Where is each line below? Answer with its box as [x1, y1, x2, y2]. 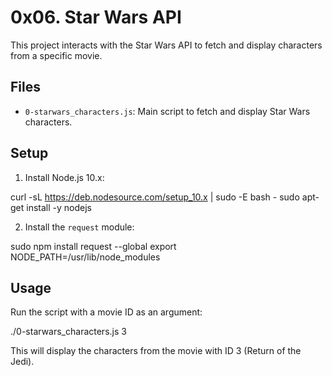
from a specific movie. [10, 49, 103, 61]
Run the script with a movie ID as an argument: [10, 306, 203, 318]
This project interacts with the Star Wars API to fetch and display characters [10, 39, 323, 51]
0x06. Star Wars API [10, 6, 182, 29]
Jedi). [10, 356, 35, 368]
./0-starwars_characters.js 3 [10, 326, 127, 338]
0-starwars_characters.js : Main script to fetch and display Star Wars [24, 105, 311, 117]
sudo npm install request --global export [10, 240, 177, 252]
